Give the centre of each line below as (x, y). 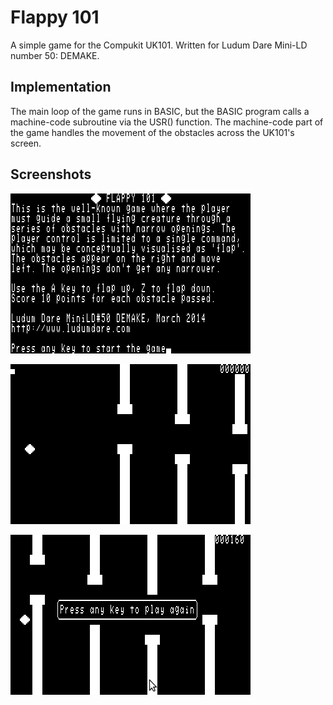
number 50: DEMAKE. (55, 55)
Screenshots (51, 174)
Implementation (61, 87)
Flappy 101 (55, 17)
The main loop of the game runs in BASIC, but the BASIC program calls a (160, 111)
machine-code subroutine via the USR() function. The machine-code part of (167, 122)
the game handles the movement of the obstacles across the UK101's (152, 132)
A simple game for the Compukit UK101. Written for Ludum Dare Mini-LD (159, 45)
